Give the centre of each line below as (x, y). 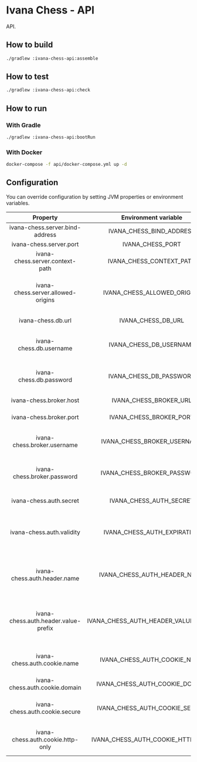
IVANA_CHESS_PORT (152, 244)
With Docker (24, 152)
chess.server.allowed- (45, 292)
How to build (30, 45)
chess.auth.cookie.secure (45, 712)
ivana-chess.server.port (45, 244)
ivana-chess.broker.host (45, 400)
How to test (27, 77)
